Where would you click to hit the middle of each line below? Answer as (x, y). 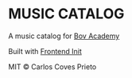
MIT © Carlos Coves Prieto (52, 66)
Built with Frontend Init (45, 51)
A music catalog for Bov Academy (64, 36)
